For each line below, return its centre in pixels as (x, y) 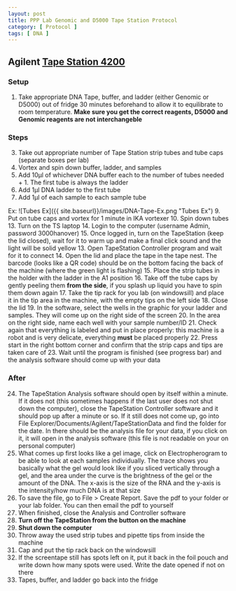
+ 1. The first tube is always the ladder (73, 182)
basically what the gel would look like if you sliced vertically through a (119, 468)
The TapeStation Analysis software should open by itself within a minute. (123, 393)
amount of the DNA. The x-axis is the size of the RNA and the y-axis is (119, 483)
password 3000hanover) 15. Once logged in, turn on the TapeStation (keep (116, 233)
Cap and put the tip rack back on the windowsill (87, 550)
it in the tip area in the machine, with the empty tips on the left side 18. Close (118, 300)
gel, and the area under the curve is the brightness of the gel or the (115, 475)
